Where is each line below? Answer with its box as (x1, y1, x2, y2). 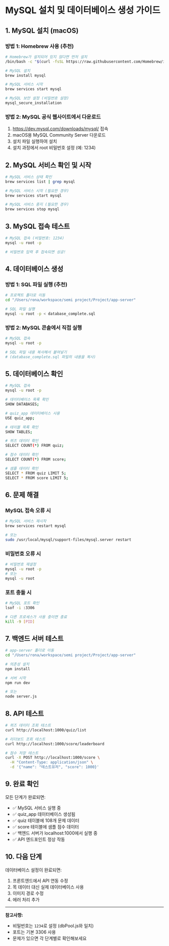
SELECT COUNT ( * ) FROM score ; (5, 457, 66, 462)
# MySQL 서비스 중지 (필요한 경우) (5, 202, 69, 207)
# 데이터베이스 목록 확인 (5, 397, 49, 402)
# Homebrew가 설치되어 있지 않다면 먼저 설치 (5, 54, 88, 60)
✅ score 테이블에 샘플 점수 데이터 (12, 823, 79, 830)
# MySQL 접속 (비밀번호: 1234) (5, 235, 64, 241)
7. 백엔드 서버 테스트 (5, 634, 64, 643)
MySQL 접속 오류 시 (5, 507, 51, 514)
